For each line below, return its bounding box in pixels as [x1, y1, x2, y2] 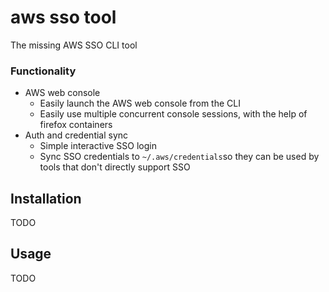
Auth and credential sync [24, 129, 129, 141]
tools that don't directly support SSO [39, 161, 191, 173]
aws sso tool [10, 6, 117, 29]
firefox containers [39, 119, 113, 131]
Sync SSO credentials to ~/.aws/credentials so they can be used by [39, 151, 320, 163]
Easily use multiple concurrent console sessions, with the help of [39, 108, 308, 120]
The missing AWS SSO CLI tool [10, 39, 138, 51]
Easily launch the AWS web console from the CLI [39, 97, 241, 110]
